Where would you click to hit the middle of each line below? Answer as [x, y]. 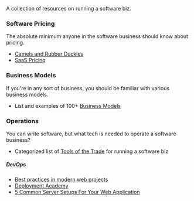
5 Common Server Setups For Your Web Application [77, 192]
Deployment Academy [41, 185]
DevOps [16, 165]
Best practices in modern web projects [61, 179]
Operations [23, 121]
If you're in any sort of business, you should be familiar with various [88, 88]
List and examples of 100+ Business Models [68, 105]
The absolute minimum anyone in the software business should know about [97, 36]
